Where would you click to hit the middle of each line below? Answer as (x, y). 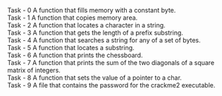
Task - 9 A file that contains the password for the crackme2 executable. (111, 85)
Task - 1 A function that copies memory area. (73, 18)
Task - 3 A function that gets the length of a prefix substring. (95, 32)
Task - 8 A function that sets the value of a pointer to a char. (94, 78)
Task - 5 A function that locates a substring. (71, 48)
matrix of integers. (34, 70)
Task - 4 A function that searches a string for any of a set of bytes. (104, 40)
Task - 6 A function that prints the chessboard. (75, 55)
